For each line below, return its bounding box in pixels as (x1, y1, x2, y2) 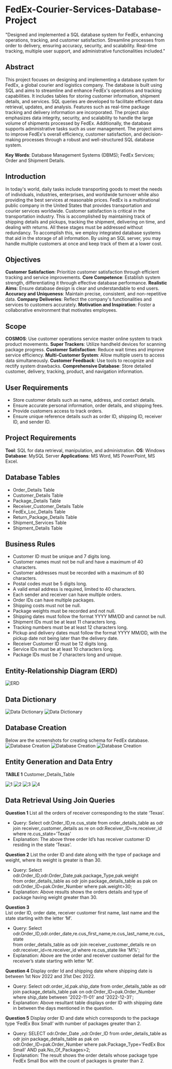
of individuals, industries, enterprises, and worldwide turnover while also (5, 191, 159, 197)
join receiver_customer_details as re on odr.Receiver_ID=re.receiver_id (12, 825, 162, 831)
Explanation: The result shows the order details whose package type (12, 1052, 158, 1058)
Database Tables (5, 473, 61, 482)
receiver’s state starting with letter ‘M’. (12, 958, 94, 964)
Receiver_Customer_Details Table (12, 503, 84, 509)
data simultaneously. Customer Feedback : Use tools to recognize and (5, 358, 154, 364)
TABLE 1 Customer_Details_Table (5, 771, 75, 777)
